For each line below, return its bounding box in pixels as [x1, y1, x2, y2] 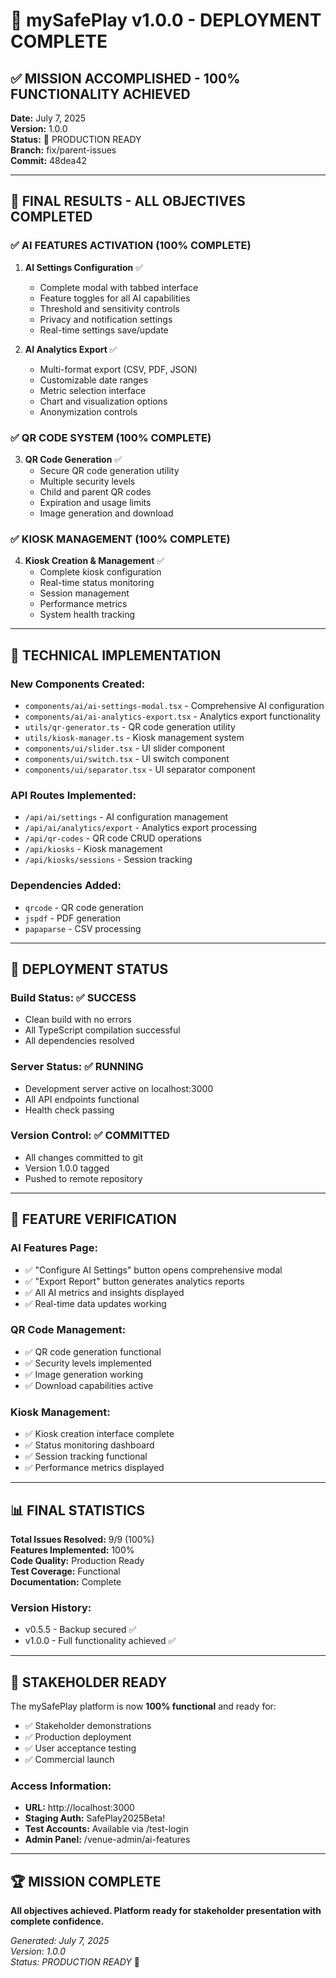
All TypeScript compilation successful [24, 1024, 181, 1036]
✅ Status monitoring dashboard [24, 1439, 155, 1451]
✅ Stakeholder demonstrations [24, 1720, 152, 1732]
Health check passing [24, 1104, 115, 1116]
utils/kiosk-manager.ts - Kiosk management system [24, 731, 245, 743]
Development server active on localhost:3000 [24, 1082, 214, 1094]
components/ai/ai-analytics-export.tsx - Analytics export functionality [24, 710, 321, 722]
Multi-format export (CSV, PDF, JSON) [39, 363, 198, 375]
